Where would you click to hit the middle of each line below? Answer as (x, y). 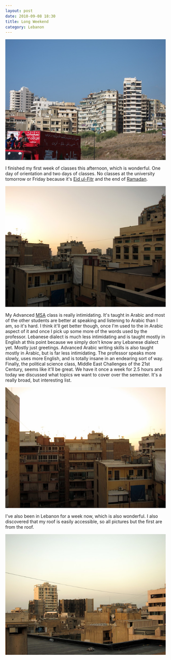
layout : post (19, 11)
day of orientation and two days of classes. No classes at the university (80, 174)
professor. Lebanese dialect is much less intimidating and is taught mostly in (85, 337)
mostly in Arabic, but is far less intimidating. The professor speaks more (81, 353)
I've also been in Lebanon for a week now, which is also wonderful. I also (82, 516)
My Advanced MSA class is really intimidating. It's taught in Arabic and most (85, 315)
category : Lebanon (25, 27)
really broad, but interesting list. (39, 380)
